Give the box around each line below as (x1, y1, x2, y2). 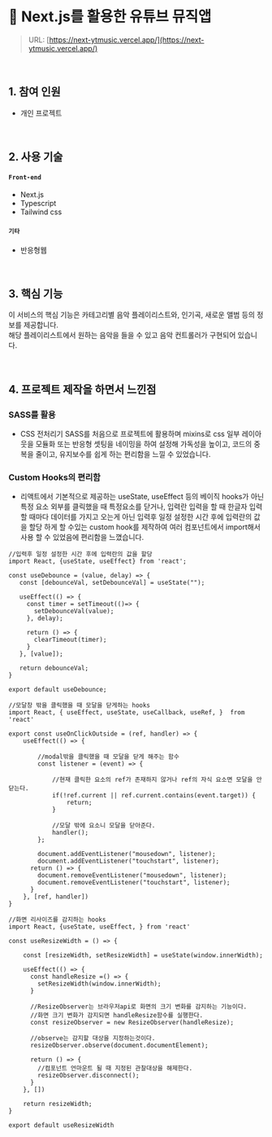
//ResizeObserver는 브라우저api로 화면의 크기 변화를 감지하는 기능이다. (29, 1003, 248, 1011)
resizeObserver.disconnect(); (37, 1072, 140, 1080)
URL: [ (28, 34, 50, 45)
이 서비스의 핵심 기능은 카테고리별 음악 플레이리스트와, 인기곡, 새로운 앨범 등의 (8, 310, 256, 320)
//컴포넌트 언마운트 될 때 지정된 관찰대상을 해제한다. (37, 1065, 193, 1073)
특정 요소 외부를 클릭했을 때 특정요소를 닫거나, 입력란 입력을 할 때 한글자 (19, 502, 248, 511)
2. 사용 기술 (8, 150, 63, 164)
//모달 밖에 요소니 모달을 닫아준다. (51, 822, 156, 830)
